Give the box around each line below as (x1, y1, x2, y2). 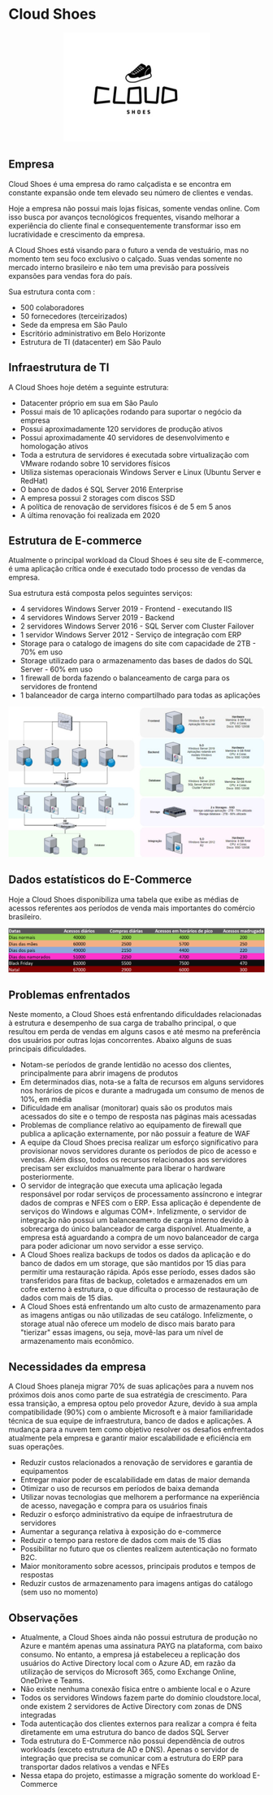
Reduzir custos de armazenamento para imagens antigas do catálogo (19, 1579, 253, 1589)
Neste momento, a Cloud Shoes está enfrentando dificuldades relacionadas (8, 1010, 262, 1019)
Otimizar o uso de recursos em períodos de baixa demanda (19, 1484, 219, 1493)
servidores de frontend (19, 682, 97, 692)
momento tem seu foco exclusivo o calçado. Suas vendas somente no (8, 254, 243, 263)
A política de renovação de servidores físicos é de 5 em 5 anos (19, 502, 232, 511)
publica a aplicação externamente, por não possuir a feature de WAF (19, 1129, 251, 1139)
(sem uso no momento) (19, 1587, 99, 1597)
